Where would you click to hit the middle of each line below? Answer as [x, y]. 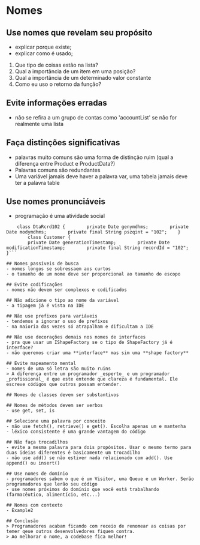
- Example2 [20, 511]
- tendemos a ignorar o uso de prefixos [57, 322]
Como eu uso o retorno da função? [58, 84]
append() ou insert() [33, 463]
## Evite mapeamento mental [41, 364]
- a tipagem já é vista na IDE [45, 306]
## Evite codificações [34, 285]
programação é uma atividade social [60, 216]
